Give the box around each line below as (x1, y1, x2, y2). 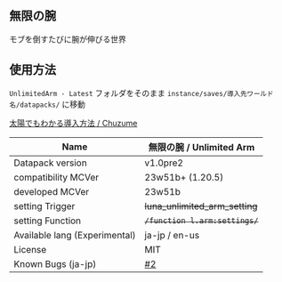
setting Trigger (13, 199, 76, 212)
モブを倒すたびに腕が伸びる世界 (9, 34, 126, 44)
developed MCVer (13, 185, 90, 197)
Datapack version (13, 157, 87, 169)
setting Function (13, 214, 82, 227)
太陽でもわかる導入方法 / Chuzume (9, 117, 138, 128)
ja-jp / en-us (144, 229, 200, 241)
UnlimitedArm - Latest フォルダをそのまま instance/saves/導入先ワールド (9, 87, 274, 98)
